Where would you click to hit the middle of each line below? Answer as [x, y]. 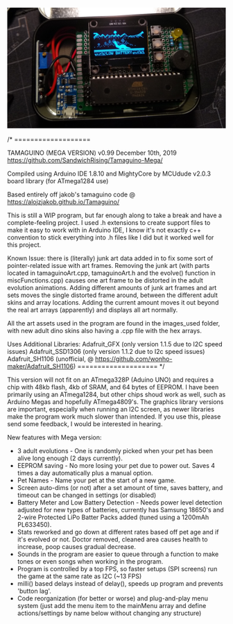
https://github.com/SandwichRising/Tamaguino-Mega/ [85, 160]
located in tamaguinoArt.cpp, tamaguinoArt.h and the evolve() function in [112, 273]
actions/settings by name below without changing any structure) [109, 613]
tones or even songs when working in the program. [90, 561]
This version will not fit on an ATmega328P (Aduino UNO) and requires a [111, 380]
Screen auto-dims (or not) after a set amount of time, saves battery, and [120, 487]
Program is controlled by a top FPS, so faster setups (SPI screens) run [117, 568]
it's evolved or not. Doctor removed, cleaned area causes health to [112, 539]
